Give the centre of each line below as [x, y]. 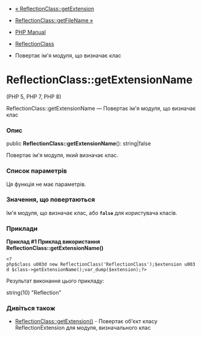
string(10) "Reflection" [34, 293]
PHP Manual [30, 32]
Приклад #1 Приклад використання [53, 242]
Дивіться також [31, 309]
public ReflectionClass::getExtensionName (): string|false [79, 144]
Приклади [22, 228]
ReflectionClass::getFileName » [54, 20]
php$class [19, 265]
